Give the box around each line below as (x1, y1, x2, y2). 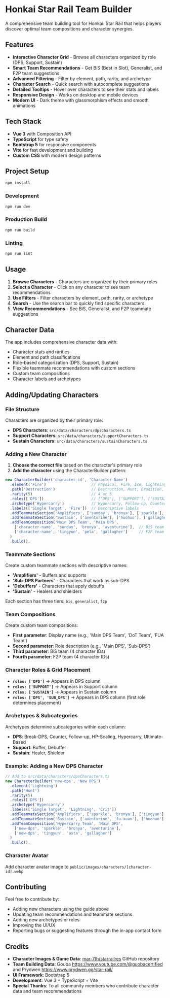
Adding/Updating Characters (5, 390, 99, 399)
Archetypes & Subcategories (5, 712, 78, 719)
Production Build (5, 216, 47, 223)
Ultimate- (143, 734, 163, 740)
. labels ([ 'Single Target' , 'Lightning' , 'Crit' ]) (10, 807, 116, 812)
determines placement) (12, 700, 62, 706)
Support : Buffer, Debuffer (12, 744, 67, 750)
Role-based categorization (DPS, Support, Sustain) (12, 359, 119, 366)
